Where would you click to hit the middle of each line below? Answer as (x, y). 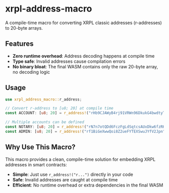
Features (19, 44)
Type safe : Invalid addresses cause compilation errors (69, 61)
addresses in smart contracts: (36, 164)
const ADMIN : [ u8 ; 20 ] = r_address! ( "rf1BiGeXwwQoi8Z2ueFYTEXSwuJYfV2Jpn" (85, 131)
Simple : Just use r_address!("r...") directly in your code (73, 174)
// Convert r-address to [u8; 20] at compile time (59, 109)
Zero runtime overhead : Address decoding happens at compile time (83, 56)
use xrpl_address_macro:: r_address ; (44, 99)
